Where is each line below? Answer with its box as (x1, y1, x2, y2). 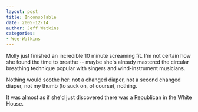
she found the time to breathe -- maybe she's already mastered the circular (6, 58, 190, 65)
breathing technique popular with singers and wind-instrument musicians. (6, 65, 186, 71)
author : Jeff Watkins (6, 25, 60, 31)
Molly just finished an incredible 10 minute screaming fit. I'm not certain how (6, 52, 192, 59)
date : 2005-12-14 (6, 19, 49, 25)
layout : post (6, 8, 38, 15)
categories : (6, 31, 35, 37)
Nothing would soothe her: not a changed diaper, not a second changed (6, 76, 181, 83)
